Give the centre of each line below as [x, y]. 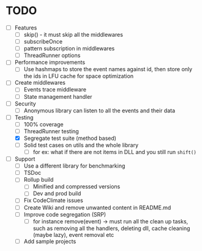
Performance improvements [50, 63]
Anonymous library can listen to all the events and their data [99, 110]
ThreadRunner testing [51, 131]
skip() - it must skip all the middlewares [73, 35]
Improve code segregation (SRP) [65, 214]
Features [26, 28]
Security [25, 103]
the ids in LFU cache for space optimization [79, 76]
